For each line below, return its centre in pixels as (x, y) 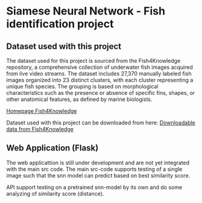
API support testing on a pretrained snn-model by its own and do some (94, 187)
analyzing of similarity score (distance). (55, 193)
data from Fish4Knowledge (40, 129)
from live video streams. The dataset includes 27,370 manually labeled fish (99, 73)
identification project (60, 24)
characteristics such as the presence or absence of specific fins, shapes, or (101, 93)
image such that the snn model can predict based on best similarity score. (98, 175)
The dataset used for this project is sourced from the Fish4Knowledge (93, 61)
